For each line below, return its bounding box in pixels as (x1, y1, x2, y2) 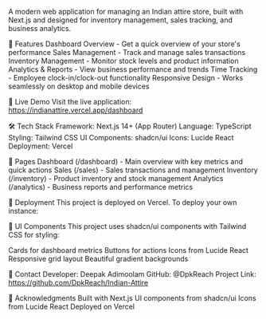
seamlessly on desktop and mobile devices (8, 81, 150, 91)
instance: (8, 207, 39, 215)
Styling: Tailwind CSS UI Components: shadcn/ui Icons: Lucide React (8, 133, 234, 142)
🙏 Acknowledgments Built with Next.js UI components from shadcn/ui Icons (8, 293, 256, 302)
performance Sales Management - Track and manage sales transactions (8, 48, 246, 57)
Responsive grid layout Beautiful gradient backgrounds (8, 254, 189, 263)
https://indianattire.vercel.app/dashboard (8, 105, 143, 115)
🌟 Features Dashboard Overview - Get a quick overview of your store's (8, 39, 241, 49)
